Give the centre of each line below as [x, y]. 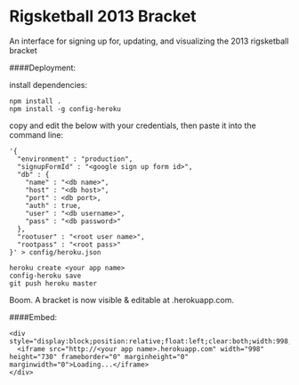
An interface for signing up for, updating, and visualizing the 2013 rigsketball [149, 41]
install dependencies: [48, 84]
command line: [36, 134]
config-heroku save [45, 276]
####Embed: [33, 317]
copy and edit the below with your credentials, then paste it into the [133, 125]
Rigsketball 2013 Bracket [103, 16]
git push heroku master [53, 283]
